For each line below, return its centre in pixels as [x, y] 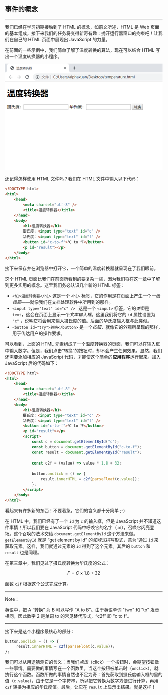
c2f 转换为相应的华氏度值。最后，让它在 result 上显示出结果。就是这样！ [81, 687]
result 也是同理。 [23, 552]
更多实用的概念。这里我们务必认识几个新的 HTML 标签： [67, 285]
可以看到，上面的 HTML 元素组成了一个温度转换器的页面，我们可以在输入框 [83, 344]
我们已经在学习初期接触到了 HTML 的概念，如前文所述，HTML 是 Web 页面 [82, 27]
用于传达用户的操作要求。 [39, 333]
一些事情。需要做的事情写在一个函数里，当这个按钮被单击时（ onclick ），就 [82, 668]
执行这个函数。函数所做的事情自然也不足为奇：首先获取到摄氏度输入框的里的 [84, 675]
